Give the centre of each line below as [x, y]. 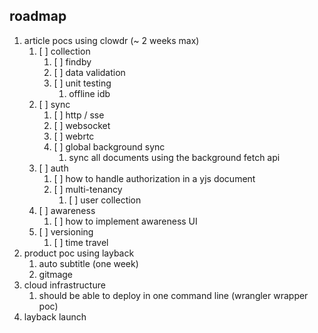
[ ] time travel [81, 242]
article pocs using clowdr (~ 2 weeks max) [111, 40]
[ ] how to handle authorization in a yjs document [154, 178]
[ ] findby [72, 61]
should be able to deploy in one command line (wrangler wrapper [173, 295]
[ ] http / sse [79, 115]
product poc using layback [79, 253]
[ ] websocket [82, 125]
